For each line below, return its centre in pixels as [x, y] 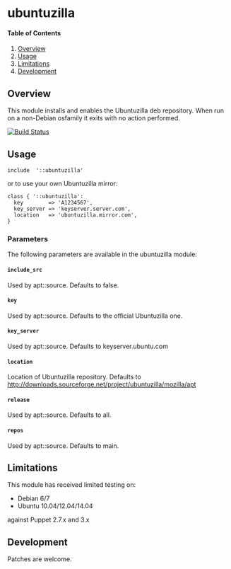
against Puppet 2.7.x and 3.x [48, 520]
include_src [25, 270]
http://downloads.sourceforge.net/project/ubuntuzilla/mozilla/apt [102, 384]
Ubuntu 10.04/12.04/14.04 [55, 506]
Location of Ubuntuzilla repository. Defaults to [74, 377]
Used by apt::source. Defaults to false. [63, 285]
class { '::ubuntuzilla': [45, 197]
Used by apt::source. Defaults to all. [59, 415]
